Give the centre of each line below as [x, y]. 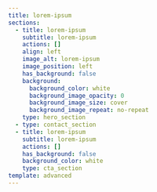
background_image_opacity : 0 [77, 96]
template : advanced [40, 176]
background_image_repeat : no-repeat [89, 110]
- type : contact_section [56, 125]
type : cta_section [52, 168]
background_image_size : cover [78, 103]
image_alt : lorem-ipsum [61, 60]
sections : [24, 23]
